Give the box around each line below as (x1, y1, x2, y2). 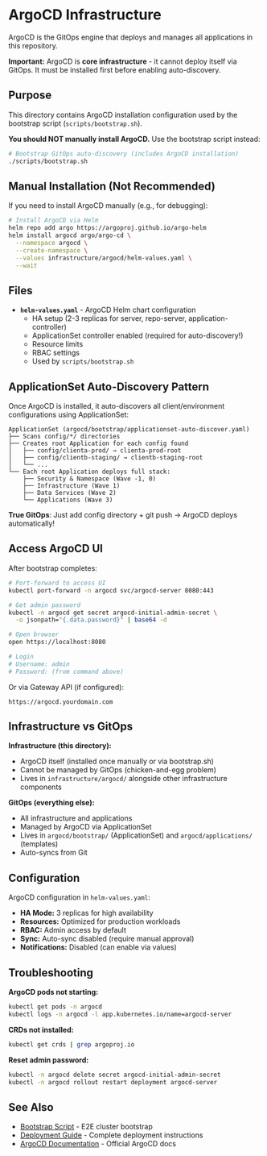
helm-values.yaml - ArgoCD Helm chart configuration (19, 305, 196, 315)
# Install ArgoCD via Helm (8, 216, 99, 225)
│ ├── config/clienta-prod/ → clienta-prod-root (8, 447, 182, 455)
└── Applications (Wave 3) (23, 496, 113, 505)
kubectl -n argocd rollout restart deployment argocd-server (8, 1078, 218, 1086)
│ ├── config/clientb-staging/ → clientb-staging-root (8, 454, 203, 462)
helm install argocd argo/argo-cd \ (8, 231, 131, 239)
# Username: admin (8, 659, 70, 668)
